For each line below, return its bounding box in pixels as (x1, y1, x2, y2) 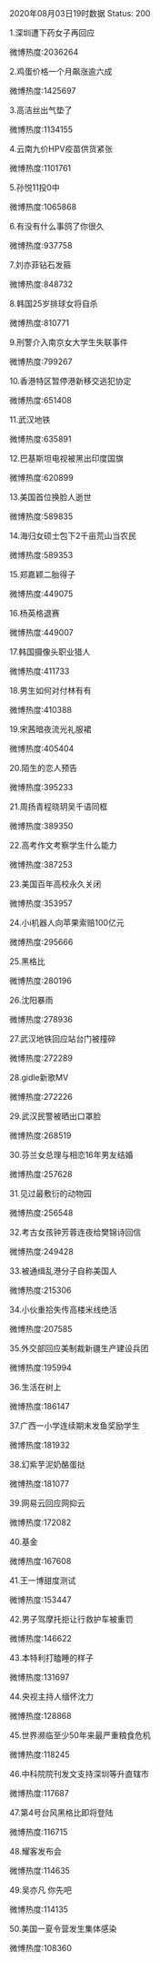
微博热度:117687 (9, 1788, 70, 1798)
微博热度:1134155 (9, 124, 74, 135)
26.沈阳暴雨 (9, 995, 54, 1005)
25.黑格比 (9, 956, 45, 967)
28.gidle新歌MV (9, 1072, 69, 1083)
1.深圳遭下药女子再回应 (9, 27, 95, 38)
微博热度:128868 (9, 1711, 72, 1721)
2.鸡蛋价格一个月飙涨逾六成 (9, 66, 113, 76)
